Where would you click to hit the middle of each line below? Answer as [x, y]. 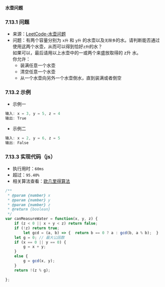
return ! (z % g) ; [32, 270]
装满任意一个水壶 [38, 65]
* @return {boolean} [29, 209]
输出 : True [16, 118]
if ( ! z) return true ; [37, 228]
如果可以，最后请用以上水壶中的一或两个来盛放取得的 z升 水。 [77, 52]
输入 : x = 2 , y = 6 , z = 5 [33, 138]
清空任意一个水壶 [38, 71]
